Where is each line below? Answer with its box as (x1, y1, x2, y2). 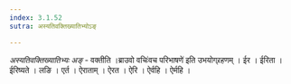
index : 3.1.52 (9, 13, 63, 23)
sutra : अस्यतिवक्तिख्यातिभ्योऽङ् (9, 22, 97, 31)
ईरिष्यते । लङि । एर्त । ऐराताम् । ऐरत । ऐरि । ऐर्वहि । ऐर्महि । (9, 64, 192, 75)
